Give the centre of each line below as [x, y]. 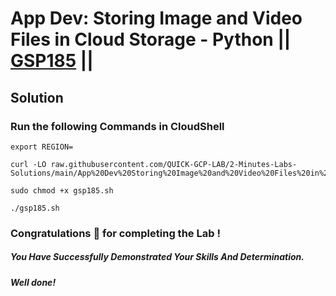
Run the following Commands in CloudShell [117, 126]
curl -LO [28, 164]
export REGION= [42, 147]
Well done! [33, 282]
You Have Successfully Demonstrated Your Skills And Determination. [157, 257]
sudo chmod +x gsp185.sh [62, 190]
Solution [37, 97]
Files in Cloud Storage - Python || [151, 39]
